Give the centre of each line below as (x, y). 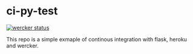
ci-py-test (32, 11)
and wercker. (23, 46)
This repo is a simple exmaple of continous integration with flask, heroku (97, 39)
